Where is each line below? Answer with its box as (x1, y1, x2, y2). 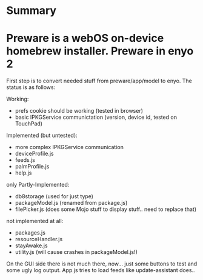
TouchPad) (15, 120, 43, 127)
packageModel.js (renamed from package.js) (15, 199, 128, 207)
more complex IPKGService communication (15, 144, 124, 151)
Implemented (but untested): (6, 132, 78, 139)
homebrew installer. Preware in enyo (6, 44, 194, 58)
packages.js (15, 229, 45, 236)
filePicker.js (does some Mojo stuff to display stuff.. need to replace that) (15, 205, 197, 213)
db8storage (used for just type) (15, 193, 94, 200)
